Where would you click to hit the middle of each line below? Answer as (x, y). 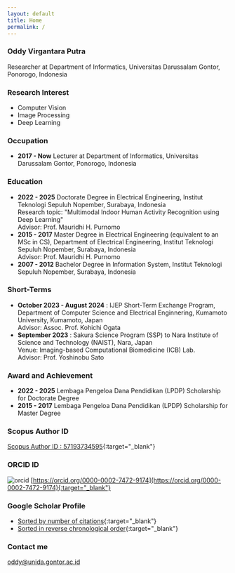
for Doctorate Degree (48, 398)
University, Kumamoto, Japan (60, 320)
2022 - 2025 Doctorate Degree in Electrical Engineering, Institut (110, 197)
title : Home (25, 20)
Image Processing (43, 115)
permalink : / (26, 27)
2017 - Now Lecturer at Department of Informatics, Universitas (108, 156)
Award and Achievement (50, 375)
